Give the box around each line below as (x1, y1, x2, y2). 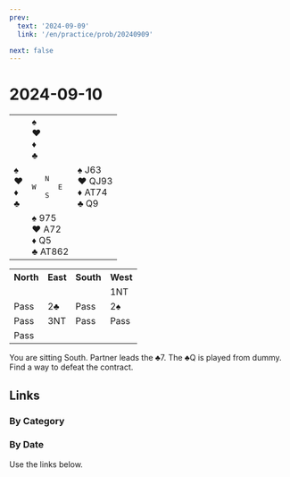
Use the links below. (9, 458, 83, 470)
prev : (9, 13, 29, 22)
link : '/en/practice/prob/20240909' (17, 30, 153, 38)
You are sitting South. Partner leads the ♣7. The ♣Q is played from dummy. (9, 353, 283, 363)
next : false (9, 46, 54, 55)
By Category (9, 414, 65, 427)
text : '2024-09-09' (17, 21, 90, 30)
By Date (9, 439, 45, 451)
